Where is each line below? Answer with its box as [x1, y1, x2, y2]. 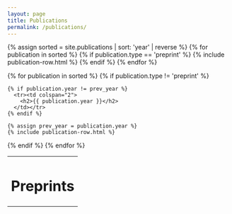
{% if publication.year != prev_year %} [7, 86, 129, 93]
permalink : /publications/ [7, 23, 87, 30]
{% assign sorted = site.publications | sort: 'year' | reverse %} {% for [7, 43, 209, 52]
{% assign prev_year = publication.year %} [7, 123, 138, 130]
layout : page [7, 10, 46, 18]
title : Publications [7, 17, 69, 24]
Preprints [11, 177, 75, 196]
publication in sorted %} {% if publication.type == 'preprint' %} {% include [7, 50, 225, 59]
